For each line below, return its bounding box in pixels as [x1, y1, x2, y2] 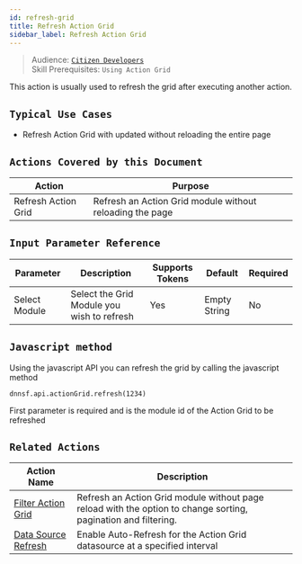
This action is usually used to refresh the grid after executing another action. [9, 82, 292, 93]
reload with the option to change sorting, [76, 503, 249, 515]
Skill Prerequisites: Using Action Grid [31, 64, 171, 75]
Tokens [156, 272, 189, 284]
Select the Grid [70, 287, 134, 300]
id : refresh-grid [9, 13, 75, 22]
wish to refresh [70, 309, 135, 322]
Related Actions [9, 441, 101, 454]
